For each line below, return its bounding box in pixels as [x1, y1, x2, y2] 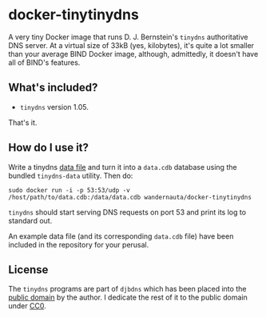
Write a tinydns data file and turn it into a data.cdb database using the [8, 162, 237, 171]
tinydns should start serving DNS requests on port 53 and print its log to [8, 207, 246, 217]
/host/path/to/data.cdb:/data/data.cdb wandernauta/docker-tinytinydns [8, 193, 252, 201]
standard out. [8, 215, 53, 225]
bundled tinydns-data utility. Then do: [8, 171, 133, 180]
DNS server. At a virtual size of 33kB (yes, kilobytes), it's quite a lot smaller [8, 40, 254, 50]
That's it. [8, 118, 38, 127]
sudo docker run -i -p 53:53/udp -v [8, 186, 130, 194]
